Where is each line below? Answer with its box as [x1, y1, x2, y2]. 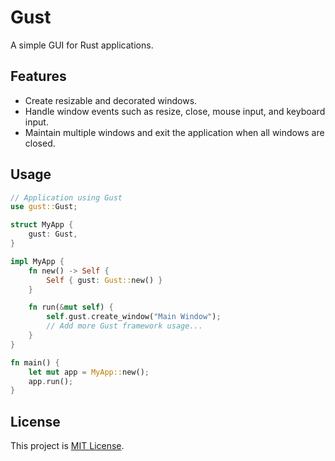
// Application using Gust [10, 192, 123, 203]
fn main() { [10, 357, 60, 368]
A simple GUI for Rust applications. [10, 39, 154, 51]
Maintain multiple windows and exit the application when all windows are [24, 126, 325, 138]
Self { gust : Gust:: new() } [46, 275, 163, 285]
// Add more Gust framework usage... [46, 321, 203, 331]
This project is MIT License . [10, 440, 125, 452]
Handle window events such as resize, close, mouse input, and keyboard [24, 105, 326, 117]
